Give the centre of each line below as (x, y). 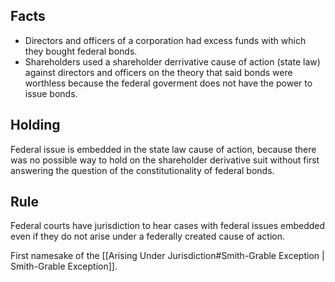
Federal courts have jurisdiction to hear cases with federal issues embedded (168, 226)
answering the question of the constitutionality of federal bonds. (142, 170)
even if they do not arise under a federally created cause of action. (148, 236)
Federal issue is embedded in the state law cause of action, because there (163, 149)
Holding (35, 125)
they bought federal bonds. (81, 51)
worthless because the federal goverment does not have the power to (168, 83)
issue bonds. (51, 93)
